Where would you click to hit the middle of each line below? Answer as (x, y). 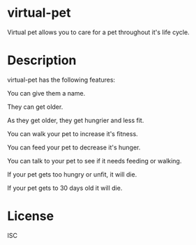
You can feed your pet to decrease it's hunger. (74, 147)
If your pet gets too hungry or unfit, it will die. (72, 174)
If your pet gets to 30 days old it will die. (65, 188)
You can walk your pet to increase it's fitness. (73, 133)
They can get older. (35, 107)
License (31, 216)
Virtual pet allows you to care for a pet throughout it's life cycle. (98, 32)
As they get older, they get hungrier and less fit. (76, 120)
